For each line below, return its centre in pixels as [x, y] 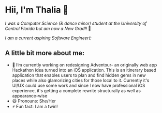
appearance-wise [29, 96]
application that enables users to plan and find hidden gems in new [79, 75]
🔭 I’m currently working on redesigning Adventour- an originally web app [84, 65]
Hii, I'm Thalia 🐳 [37, 10]
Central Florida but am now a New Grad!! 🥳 [48, 28]
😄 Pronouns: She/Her [34, 101]
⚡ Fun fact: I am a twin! [35, 106]
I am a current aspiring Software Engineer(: [48, 38]
